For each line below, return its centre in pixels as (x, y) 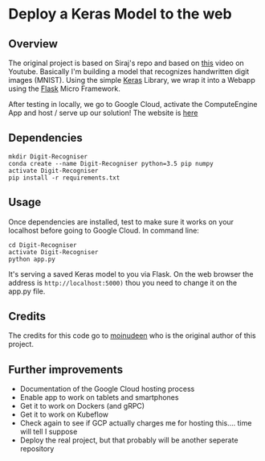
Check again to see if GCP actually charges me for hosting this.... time (136, 423)
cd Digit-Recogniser (43, 245)
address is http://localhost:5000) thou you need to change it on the (123, 282)
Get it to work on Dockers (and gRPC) (82, 406)
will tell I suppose (49, 432)
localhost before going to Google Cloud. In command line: (104, 230)
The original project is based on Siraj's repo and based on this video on (126, 63)
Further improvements (65, 370)
